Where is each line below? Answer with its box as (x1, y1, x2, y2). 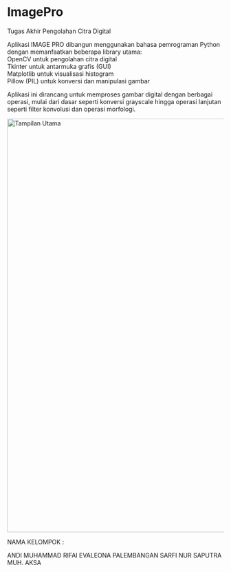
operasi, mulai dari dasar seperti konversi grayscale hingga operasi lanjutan (7, 97, 221, 105)
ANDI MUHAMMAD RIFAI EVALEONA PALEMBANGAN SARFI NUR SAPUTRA (7, 551, 222, 559)
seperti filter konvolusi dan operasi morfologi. (7, 105, 136, 113)
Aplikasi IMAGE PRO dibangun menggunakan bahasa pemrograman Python (7, 40, 221, 48)
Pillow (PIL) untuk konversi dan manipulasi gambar (7, 76, 150, 85)
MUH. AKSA (7, 558, 42, 566)
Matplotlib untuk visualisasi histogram (7, 70, 114, 78)
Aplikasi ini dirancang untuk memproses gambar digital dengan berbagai (7, 90, 213, 99)
